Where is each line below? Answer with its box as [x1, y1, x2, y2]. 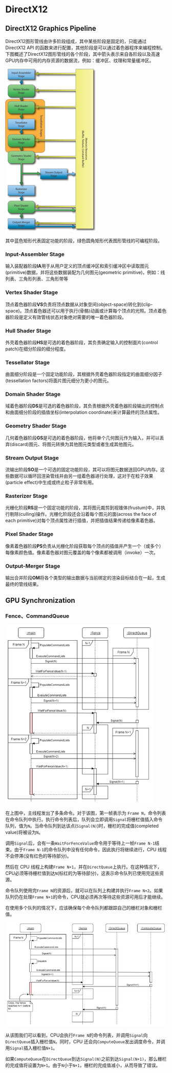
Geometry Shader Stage [5, 423, 67, 430]
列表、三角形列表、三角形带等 [5, 276, 68, 282]
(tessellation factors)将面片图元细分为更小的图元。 [5, 377, 112, 384]
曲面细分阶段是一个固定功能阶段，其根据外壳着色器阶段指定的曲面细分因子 [5, 371, 162, 377]
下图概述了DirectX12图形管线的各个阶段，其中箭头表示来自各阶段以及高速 [5, 51, 160, 57]
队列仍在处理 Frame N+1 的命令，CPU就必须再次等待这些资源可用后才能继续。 [5, 894, 166, 900]
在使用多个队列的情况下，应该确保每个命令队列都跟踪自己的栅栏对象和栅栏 [5, 905, 162, 911]
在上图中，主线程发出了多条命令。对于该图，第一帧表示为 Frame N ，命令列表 [5, 810, 166, 816]
